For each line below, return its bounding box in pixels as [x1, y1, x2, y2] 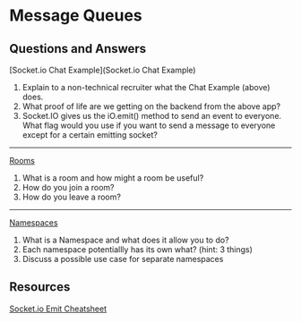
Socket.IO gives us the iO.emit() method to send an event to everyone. [21, 111, 282, 121]
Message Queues [9, 5, 143, 26]
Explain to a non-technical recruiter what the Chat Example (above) [21, 82, 271, 92]
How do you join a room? [21, 182, 115, 192]
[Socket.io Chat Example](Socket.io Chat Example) [9, 64, 196, 75]
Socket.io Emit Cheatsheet [9, 303, 107, 314]
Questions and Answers [9, 41, 147, 56]
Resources [9, 279, 71, 295]
